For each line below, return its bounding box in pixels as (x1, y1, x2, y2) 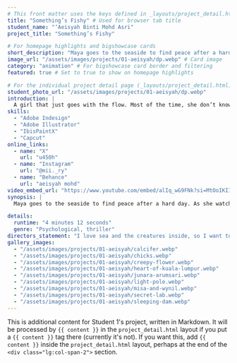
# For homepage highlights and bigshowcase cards (7, 43, 157, 50)
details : (7, 213, 33, 220)
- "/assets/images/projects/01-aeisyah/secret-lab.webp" (13, 291, 185, 299)
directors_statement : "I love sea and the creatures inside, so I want (7, 232, 222, 239)
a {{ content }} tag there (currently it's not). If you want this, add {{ (7, 333, 206, 341)
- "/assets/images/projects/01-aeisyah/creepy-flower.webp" (13, 258, 194, 266)
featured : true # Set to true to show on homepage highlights (7, 69, 194, 76)
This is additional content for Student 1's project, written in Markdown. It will (7, 317, 228, 326)
